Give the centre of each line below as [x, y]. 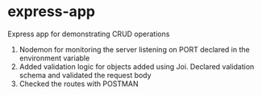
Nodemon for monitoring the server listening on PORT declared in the [135, 49]
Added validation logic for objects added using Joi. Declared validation [137, 66]
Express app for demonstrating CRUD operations [89, 34]
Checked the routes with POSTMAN [79, 84]
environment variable [54, 58]
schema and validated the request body [85, 75]
